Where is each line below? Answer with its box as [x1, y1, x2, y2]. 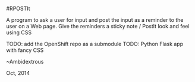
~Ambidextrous [6, 58, 44, 65]
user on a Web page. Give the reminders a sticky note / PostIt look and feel [6, 23, 190, 29]
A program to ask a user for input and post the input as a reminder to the [6, 17, 184, 23]
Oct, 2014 [6, 70, 30, 76]
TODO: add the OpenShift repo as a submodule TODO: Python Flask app [6, 41, 184, 47]
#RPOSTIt [6, 5, 31, 12]
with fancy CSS [6, 47, 44, 54]
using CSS [6, 29, 32, 36]
